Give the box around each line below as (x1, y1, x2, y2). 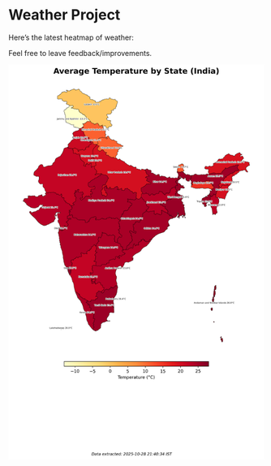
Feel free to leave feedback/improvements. (8, 48, 153, 58)
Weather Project (8, 6, 121, 24)
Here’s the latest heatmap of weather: (8, 32, 134, 42)
